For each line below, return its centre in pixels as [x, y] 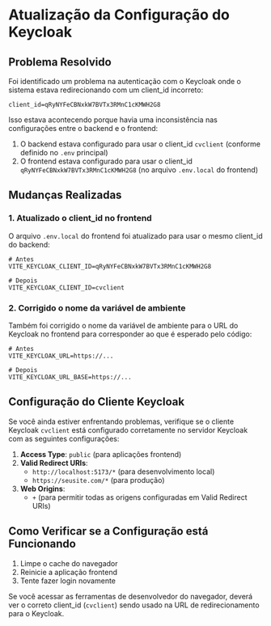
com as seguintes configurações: [64, 438]
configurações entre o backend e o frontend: [83, 128]
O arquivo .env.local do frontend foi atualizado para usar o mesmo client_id [135, 235]
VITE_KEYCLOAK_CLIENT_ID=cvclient [67, 288]
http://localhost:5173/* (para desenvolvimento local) [123, 472]
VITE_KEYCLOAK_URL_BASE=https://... [70, 377]
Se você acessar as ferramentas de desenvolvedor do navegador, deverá [131, 596]
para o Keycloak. [36, 613]
